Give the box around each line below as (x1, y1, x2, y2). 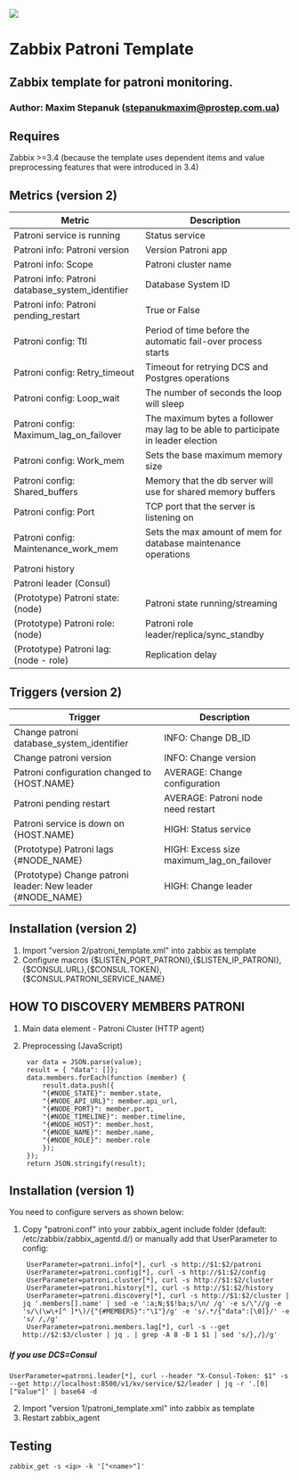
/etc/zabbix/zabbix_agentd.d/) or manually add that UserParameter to (21, 1234, 278, 1244)
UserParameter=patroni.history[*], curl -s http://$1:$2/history (26, 1284, 274, 1293)
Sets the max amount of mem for (145, 526, 282, 539)
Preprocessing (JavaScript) (21, 1040, 123, 1051)
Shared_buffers (13, 486, 78, 499)
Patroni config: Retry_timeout (13, 367, 135, 379)
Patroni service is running (13, 229, 121, 242)
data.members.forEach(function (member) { (26, 1073, 187, 1082)
